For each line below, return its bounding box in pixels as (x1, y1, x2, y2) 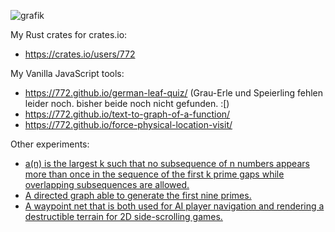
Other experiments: (10, 138, 90, 150)
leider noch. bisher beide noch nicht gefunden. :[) (24, 98, 230, 109)
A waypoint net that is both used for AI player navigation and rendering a (24, 200, 325, 212)
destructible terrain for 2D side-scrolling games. (24, 211, 223, 222)
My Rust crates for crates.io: (10, 29, 128, 40)
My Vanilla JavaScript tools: (10, 68, 125, 79)
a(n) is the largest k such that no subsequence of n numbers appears (24, 158, 310, 169)
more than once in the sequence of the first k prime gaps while (24, 168, 285, 180)
